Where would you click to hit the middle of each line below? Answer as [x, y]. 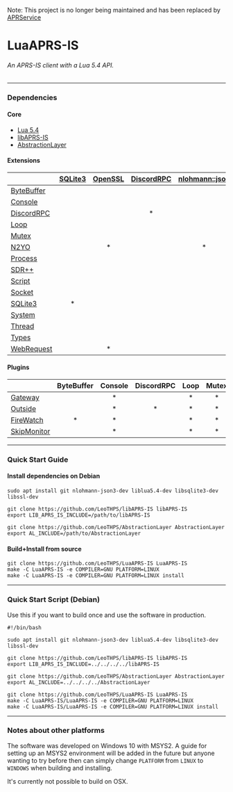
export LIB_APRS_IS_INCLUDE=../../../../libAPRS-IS [83, 664]
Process [24, 258]
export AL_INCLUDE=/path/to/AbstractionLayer [74, 534]
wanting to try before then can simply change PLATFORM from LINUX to [105, 760]
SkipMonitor [31, 431]
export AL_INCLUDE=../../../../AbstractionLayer [79, 682]
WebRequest [32, 348]
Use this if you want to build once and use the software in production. [107, 615]
